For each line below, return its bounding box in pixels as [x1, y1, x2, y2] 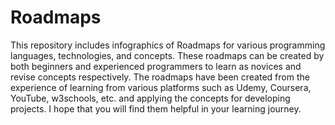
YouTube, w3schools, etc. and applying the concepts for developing [10, 92, 291, 104]
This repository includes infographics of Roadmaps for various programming [10, 39, 326, 51]
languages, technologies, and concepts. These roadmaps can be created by [10, 49, 325, 61]
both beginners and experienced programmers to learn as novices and [10, 60, 302, 72]
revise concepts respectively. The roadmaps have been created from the [10, 71, 310, 83]
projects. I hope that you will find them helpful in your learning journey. [10, 102, 302, 115]
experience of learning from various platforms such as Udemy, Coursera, [10, 81, 312, 93]
